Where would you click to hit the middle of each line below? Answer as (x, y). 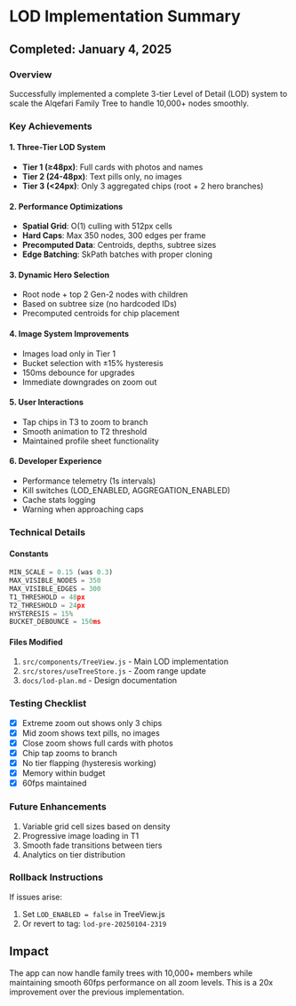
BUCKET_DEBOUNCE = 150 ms (55, 622)
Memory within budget (64, 773)
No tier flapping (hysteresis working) (89, 763)
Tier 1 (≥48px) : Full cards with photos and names (112, 167)
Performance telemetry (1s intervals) (89, 481)
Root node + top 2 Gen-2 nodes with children (105, 294)
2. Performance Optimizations (66, 206)
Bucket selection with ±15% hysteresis (92, 363)
